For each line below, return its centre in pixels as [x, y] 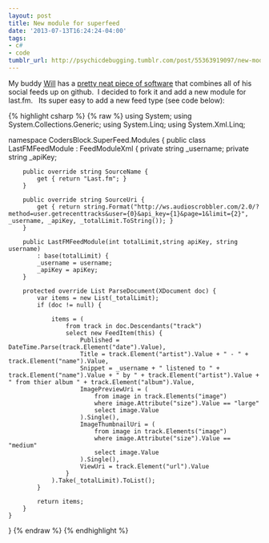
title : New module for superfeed [64, 23]
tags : [17, 38]
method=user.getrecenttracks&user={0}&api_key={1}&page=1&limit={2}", [128, 213]
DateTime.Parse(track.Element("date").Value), [87, 347]
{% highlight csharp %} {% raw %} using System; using [100, 115]
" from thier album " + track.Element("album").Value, [102, 382]
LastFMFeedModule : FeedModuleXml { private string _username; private [129, 148]
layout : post [30, 16]
